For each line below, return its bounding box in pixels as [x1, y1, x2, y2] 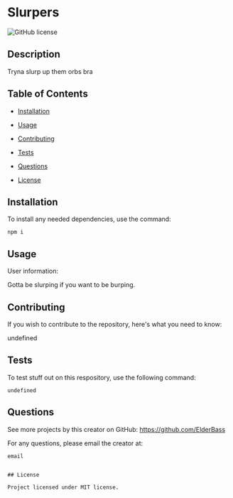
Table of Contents [7, 88, 89, 100]
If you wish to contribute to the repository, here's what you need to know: [7, 320, 222, 328]
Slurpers [7, 4, 60, 21]
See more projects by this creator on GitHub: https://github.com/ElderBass [7, 425, 226, 433]
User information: [7, 267, 59, 276]
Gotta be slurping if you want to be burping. [7, 281, 136, 289]
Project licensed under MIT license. [7, 484, 119, 491]
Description [7, 48, 60, 60]
